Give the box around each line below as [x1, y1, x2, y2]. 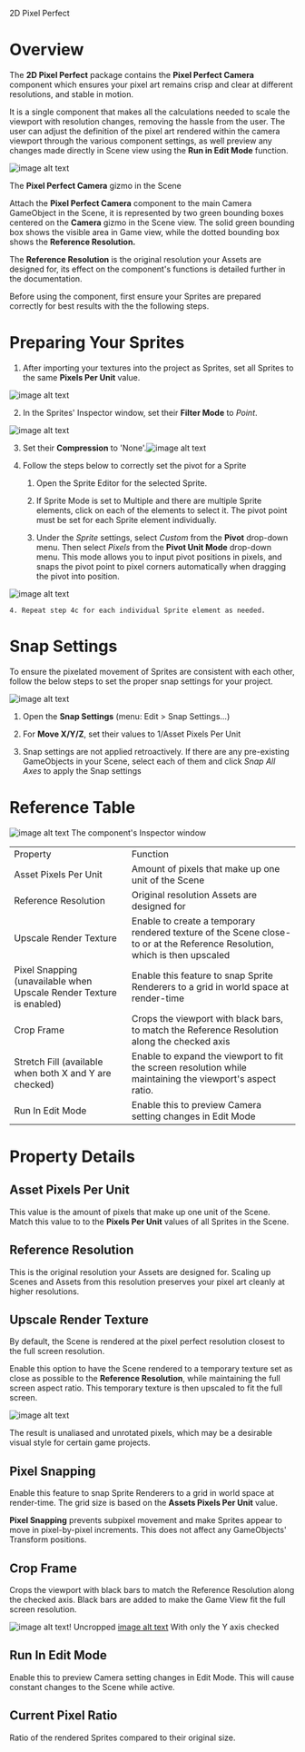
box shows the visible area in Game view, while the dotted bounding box [9, 226, 280, 237]
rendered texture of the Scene [131, 925, 261, 938]
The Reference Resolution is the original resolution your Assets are [9, 253, 261, 264]
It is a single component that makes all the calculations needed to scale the [9, 106, 290, 117]
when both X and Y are [14, 1066, 112, 1079]
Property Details [9, 1146, 136, 1166]
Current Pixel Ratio [9, 1707, 118, 1724]
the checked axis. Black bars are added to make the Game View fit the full [9, 1594, 286, 1605]
